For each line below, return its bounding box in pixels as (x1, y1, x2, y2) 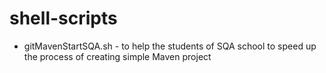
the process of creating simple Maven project (23, 50, 212, 62)
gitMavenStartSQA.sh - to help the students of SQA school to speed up (23, 40, 317, 52)
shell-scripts (9, 7, 118, 30)
